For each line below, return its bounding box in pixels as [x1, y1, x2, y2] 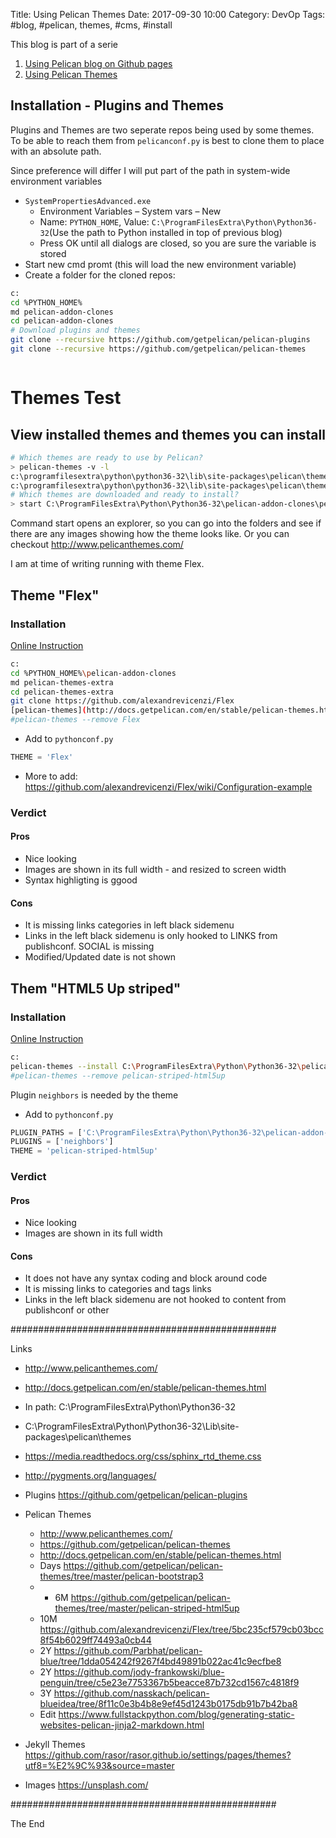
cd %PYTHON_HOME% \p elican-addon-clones [10, 668, 177, 678]
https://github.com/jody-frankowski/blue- [53, 1666, 225, 1678]
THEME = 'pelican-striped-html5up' [10, 1146, 159, 1156]
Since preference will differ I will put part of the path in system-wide [10, 164, 291, 176]
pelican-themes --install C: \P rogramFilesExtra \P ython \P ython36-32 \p [10, 1061, 307, 1071]
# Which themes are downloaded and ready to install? [10, 490, 240, 500]
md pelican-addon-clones [10, 307, 114, 317]
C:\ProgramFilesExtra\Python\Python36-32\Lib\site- [24, 1420, 240, 1433]
